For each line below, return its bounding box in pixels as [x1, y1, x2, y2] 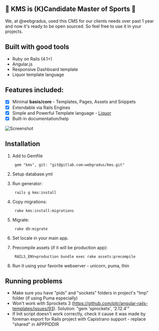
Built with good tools [5, 43, 70, 51]
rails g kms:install [14, 190, 56, 195]
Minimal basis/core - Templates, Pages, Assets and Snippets [12, 99, 136, 105]
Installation [5, 140, 40, 148]
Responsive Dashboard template [12, 66, 79, 72]
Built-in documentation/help [12, 115, 69, 121]
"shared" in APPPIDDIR [12, 321, 59, 328]
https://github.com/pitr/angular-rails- [73, 300, 148, 306]
